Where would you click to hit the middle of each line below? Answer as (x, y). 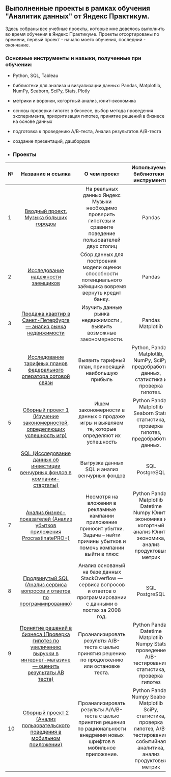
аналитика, (151, 748)
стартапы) (46, 485)
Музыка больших (46, 218)
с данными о (102, 604)
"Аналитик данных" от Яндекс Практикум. (77, 17)
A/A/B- (114, 710)
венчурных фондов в (46, 473)
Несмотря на (102, 497)
